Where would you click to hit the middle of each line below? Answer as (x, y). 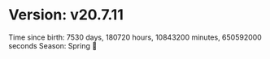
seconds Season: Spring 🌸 (53, 45)
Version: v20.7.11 (66, 15)
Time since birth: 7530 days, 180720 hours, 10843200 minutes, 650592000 (135, 37)
